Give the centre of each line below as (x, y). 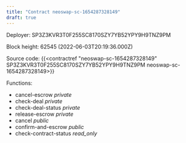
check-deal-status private (48, 107)
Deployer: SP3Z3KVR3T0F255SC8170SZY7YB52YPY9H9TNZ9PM (89, 35)
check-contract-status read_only (56, 133)
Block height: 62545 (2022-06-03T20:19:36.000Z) (70, 47)
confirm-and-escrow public (49, 127)
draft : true (21, 18)
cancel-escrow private (43, 95)
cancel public (32, 120)
